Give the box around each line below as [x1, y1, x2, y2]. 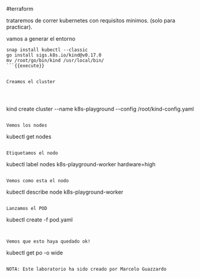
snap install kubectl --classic [6, 47, 88, 53]
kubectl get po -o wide [6, 249, 64, 256]
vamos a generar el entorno [6, 35, 76, 42]
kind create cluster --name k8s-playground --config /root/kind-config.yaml [6, 106, 194, 112]
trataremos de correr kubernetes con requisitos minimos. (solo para [6, 17, 176, 24]
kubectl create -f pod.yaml [6, 216, 73, 223]
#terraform [6, 5, 34, 12]
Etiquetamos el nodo [6, 150, 59, 156]
